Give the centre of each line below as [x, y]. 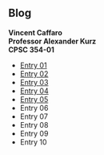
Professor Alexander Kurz [52, 41]
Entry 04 [34, 91]
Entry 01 [33, 65]
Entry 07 [34, 116]
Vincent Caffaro [35, 32]
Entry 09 [34, 133]
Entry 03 [34, 82]
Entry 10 [33, 142]
